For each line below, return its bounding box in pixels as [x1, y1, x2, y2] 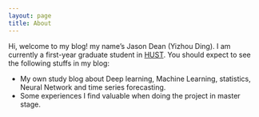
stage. [19, 99, 42, 109]
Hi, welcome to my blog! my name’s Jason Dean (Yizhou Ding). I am [8, 41, 231, 50]
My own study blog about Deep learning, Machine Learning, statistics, [19, 74, 252, 83]
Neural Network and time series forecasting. [19, 82, 166, 92]
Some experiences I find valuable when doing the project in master [19, 91, 241, 100]
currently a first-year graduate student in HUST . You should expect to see [8, 50, 251, 59]
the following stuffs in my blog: [8, 58, 110, 68]
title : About [8, 19, 52, 27]
